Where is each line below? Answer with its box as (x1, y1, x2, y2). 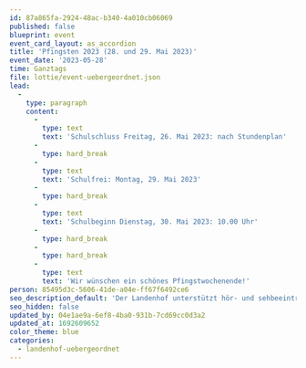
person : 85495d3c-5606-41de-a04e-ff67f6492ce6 (9, 285, 189, 294)
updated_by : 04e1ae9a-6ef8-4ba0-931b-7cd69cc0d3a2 (9, 310, 206, 320)
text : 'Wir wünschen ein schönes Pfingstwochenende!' (42, 277, 250, 286)
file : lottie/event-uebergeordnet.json (9, 73, 161, 82)
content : (25, 107, 59, 116)
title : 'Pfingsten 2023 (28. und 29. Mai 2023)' (9, 47, 198, 57)
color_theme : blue (9, 328, 79, 337)
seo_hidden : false (9, 302, 79, 311)
